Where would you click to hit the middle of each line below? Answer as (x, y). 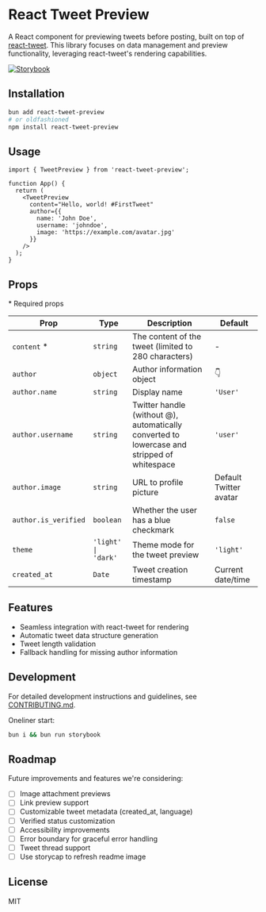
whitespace (154, 464)
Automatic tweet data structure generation (89, 635)
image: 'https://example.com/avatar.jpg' (106, 233)
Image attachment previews (65, 794)
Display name (158, 392)
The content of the (167, 337)
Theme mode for (163, 545)
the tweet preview (165, 555)
